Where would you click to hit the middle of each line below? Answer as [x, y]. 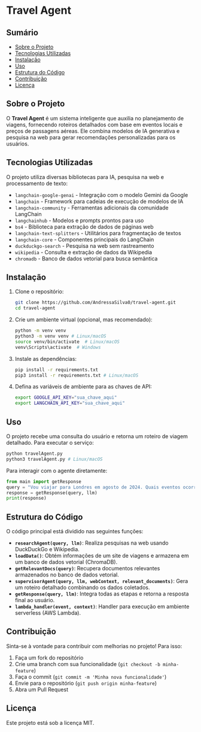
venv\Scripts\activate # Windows [58, 347]
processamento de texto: [37, 183]
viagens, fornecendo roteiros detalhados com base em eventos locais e [94, 124]
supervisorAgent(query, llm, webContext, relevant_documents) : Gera [101, 581]
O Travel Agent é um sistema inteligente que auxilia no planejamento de [95, 118]
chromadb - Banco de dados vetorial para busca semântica [86, 259]
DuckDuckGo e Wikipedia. [47, 549]
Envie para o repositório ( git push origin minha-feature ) [86, 683]
